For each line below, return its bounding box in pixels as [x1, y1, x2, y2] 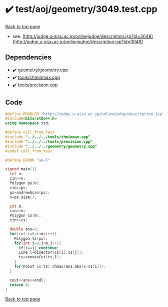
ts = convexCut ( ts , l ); [18, 255, 61, 260]
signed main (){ [5, 167, 37, 172]
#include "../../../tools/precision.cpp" [5, 139, 93, 144]
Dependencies [5, 53, 51, 62]
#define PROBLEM [5, 111, 39, 116]
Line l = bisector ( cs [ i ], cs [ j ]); [18, 250, 84, 255]
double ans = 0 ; [9, 227, 39, 232]
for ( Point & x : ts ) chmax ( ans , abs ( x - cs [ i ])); [14, 264, 106, 269]
